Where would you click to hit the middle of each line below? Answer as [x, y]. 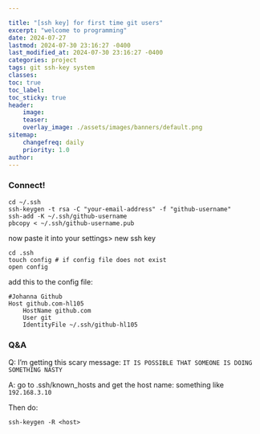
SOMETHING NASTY [35, 370]
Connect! [27, 186]
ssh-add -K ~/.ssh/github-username [68, 216]
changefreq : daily [53, 142]
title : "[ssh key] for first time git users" [85, 23]
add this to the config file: [51, 281]
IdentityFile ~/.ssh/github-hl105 [80, 325]
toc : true [25, 82]
